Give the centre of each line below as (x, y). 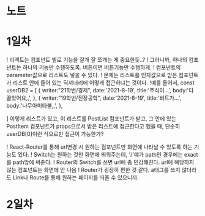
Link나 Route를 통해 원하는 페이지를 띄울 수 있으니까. (76, 177)
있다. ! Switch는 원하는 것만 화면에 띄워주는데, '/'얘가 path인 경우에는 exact (108, 155)
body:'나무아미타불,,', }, (35, 106)
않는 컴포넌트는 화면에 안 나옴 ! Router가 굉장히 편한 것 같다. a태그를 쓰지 (93, 170)
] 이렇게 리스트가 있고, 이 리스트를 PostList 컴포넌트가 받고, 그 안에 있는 (91, 119)
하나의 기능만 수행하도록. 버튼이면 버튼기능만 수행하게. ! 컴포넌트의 (102, 67)
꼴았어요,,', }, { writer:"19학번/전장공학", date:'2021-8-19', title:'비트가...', (94, 98)
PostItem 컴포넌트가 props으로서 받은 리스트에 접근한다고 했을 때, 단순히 (93, 126)
